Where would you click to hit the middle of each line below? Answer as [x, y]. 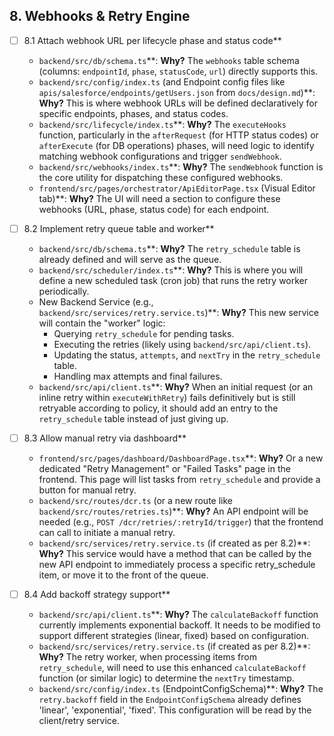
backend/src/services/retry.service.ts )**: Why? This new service [178, 312]
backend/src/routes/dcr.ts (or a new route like [136, 500]
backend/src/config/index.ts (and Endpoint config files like [162, 81]
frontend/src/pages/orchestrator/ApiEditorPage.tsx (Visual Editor [177, 188]
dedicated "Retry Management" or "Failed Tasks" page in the [164, 468]
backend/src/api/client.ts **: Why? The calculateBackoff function [178, 615]
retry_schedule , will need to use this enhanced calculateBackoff [172, 668]
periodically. [64, 291]
